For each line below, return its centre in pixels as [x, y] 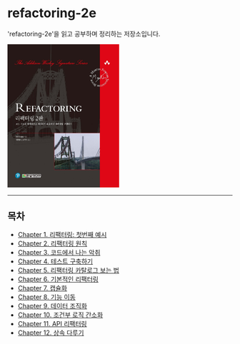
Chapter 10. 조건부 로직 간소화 [60, 315]
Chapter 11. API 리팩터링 [52, 323]
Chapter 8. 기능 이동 [47, 297]
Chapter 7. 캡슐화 [42, 288]
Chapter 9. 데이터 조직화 [52, 305]
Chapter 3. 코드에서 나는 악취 [59, 252]
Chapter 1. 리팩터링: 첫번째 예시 [62, 234]
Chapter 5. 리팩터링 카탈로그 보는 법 [68, 270]
